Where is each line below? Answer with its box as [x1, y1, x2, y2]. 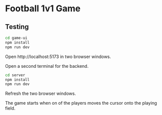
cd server [5, 72, 26, 78]
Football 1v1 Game [5, 3, 81, 14]
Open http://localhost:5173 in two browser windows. [5, 54, 111, 59]
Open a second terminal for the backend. [5, 63, 89, 69]
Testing [5, 23, 29, 31]
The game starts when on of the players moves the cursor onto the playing [5, 100, 157, 106]
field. [5, 105, 16, 111]
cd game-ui [5, 35, 28, 40]
